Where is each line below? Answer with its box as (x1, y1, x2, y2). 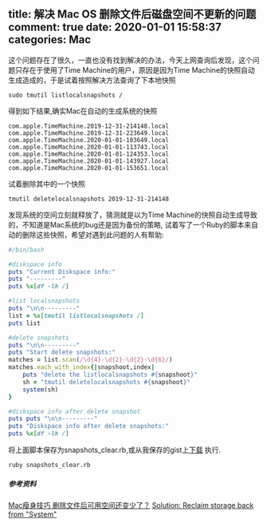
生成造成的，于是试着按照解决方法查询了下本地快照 (8, 75, 176, 85)
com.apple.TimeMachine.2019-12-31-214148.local (8, 122, 170, 130)
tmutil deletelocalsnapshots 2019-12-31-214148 (8, 195, 170, 203)
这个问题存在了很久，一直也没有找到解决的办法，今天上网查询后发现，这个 (8, 55, 253, 65)
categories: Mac (8, 33, 92, 46)
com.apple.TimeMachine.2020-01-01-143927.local (8, 157, 170, 165)
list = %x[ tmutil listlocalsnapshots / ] (8, 311, 145, 319)
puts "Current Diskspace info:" (8, 267, 116, 275)
